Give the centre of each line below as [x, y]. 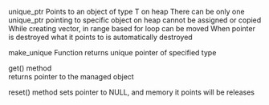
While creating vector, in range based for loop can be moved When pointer [132, 28]
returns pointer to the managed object [71, 77]
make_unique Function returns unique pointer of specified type [112, 52]
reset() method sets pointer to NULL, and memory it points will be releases [132, 92]
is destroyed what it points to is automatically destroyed [100, 37]
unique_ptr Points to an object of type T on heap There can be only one [126, 12]
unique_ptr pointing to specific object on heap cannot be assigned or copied [135, 20]
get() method [30, 68]
